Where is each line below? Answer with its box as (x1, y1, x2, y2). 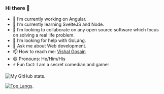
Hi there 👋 (5, 5, 30, 12)
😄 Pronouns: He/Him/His (12, 56, 66, 62)
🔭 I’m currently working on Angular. (12, 16, 87, 22)
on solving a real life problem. (12, 32, 75, 38)
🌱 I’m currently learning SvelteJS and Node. (12, 21, 105, 27)
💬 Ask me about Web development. (12, 43, 87, 49)
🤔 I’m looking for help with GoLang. (12, 37, 86, 43)
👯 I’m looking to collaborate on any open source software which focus (12, 27, 159, 33)
